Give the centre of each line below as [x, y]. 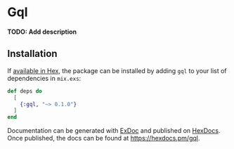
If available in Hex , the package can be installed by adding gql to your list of [117, 70]
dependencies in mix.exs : [44, 78]
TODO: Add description [42, 32]
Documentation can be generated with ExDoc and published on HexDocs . [114, 131]
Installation [32, 54]
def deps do [25, 91]
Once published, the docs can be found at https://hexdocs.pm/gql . [104, 138]
